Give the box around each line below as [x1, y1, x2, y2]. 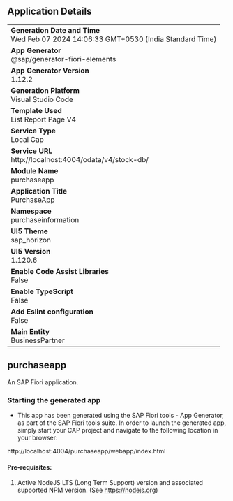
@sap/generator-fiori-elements [10, 54, 116, 64]
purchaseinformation [10, 215, 80, 224]
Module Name [10, 166, 59, 175]
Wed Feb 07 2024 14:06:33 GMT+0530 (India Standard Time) [10, 34, 217, 44]
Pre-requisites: [7, 463, 52, 471]
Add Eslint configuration [10, 307, 94, 317]
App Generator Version [10, 66, 89, 75]
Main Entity [10, 326, 50, 336]
